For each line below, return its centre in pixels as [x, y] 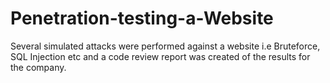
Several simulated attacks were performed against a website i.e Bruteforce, [165, 46]
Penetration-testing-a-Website [142, 18]
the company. [38, 67]
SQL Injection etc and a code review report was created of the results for [160, 56]
